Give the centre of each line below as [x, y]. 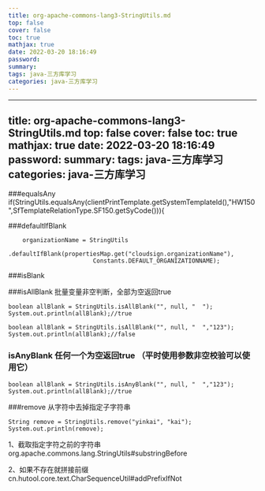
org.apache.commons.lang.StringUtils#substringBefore [98, 453]
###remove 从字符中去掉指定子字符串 [69, 407]
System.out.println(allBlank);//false [72, 335]
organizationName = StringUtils [75, 240]
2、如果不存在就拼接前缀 [49, 469]
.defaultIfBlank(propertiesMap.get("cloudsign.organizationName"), [121, 254]
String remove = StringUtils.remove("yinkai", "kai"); [100, 422]
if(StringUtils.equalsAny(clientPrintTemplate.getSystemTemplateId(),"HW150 [132, 203]
